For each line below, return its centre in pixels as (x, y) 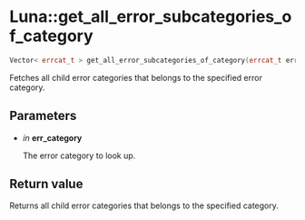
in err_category (52, 137)
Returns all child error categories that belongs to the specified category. (144, 205)
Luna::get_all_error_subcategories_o (151, 17)
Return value (46, 184)
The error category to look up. (79, 155)
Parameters (43, 116)
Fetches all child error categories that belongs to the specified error (136, 77)
